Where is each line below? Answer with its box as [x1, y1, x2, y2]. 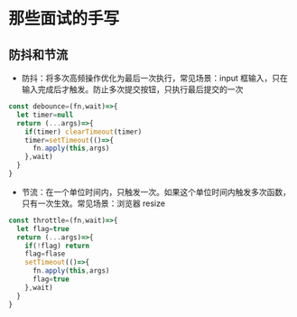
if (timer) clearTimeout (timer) [24, 127, 143, 136]
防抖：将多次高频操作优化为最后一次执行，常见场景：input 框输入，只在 [21, 73, 288, 83]
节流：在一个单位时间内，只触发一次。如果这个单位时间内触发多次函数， [21, 186, 291, 197]
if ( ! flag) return [24, 241, 90, 250]
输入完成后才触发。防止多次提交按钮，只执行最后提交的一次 [21, 84, 244, 95]
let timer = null [16, 110, 74, 119]
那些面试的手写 [8, 8, 120, 29]
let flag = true [16, 224, 70, 233]
